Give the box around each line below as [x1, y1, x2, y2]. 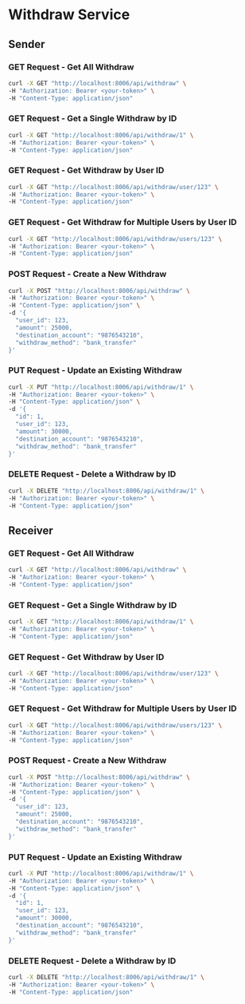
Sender [8, 38, 45, 51]
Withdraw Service [8, 6, 130, 24]
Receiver [8, 524, 53, 537]
